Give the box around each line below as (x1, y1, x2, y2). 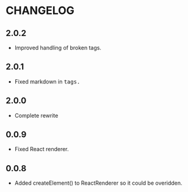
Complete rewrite (14, 112, 59, 119)
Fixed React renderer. (14, 146, 69, 153)
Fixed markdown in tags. (14, 77, 81, 85)
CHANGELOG (5, 4, 74, 18)
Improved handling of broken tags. (14, 44, 102, 51)
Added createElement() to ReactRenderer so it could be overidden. (14, 179, 183, 187)
